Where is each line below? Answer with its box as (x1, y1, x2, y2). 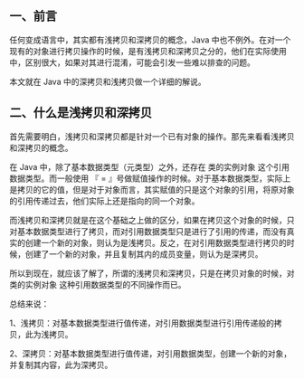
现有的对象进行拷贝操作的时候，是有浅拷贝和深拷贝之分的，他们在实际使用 (9, 45, 287, 56)
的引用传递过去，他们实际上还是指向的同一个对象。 (9, 195, 200, 206)
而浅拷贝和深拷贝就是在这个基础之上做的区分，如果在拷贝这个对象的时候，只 (9, 214, 295, 225)
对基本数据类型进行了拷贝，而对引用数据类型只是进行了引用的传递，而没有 (9, 225, 287, 237)
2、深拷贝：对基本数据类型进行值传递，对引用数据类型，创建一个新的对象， (9, 347, 292, 359)
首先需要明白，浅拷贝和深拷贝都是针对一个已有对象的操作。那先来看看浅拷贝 (9, 130, 295, 142)
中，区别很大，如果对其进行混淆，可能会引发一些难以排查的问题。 (9, 57, 255, 68)
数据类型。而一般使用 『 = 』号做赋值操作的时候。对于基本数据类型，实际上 (9, 173, 291, 184)
